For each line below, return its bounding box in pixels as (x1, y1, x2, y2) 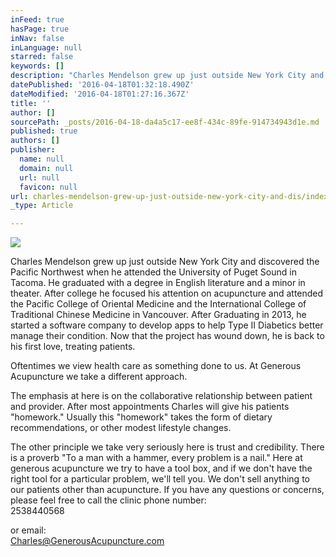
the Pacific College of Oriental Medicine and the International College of (10, 298, 307, 310)
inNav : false (10, 33, 65, 43)
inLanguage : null (10, 42, 83, 53)
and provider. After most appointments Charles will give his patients (10, 401, 290, 413)
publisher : (10, 145, 56, 155)
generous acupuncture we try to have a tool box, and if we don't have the (10, 462, 313, 475)
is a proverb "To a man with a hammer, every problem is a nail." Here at (10, 452, 303, 464)
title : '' (10, 98, 52, 108)
